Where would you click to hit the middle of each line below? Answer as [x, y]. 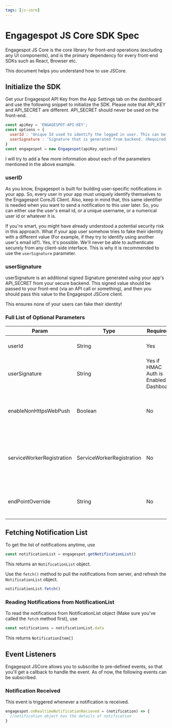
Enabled [156, 380]
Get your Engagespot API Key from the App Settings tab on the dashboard [83, 99]
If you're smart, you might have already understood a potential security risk [85, 226]
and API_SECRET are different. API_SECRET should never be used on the [82, 110]
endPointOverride [29, 501]
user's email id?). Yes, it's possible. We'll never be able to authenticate [79, 242]
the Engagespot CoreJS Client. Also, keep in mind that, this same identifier [84, 199]
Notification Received [33, 690]
